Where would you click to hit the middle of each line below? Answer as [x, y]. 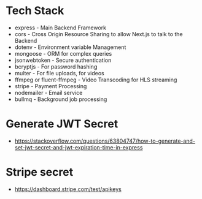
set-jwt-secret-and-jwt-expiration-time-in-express [79, 147]
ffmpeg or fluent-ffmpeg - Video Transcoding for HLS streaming [96, 80]
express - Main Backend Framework [60, 28]
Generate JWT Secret [62, 124]
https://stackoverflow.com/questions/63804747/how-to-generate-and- [105, 141]
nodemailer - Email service [49, 92]
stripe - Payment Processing [51, 86]
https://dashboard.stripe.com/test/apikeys [68, 189]
